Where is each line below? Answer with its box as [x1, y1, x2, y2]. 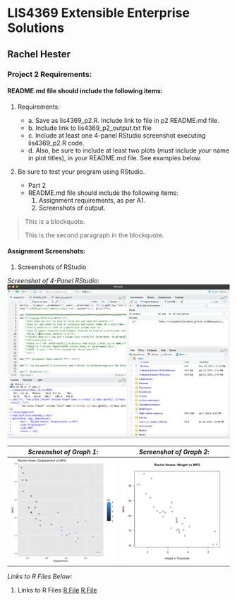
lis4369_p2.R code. [28, 138, 85, 147]
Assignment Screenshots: [7, 247, 86, 256]
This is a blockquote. [24, 217, 85, 225]
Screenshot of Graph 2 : [138, 447, 209, 456]
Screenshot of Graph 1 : [28, 447, 99, 456]
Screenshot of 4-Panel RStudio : [7, 276, 100, 285]
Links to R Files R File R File [17, 586, 97, 595]
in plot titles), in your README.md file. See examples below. [28, 153, 202, 162]
